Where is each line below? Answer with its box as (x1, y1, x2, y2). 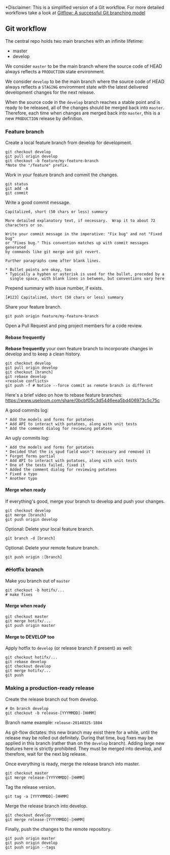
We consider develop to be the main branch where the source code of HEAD (5, 78, 165, 85)
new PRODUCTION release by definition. (5, 115, 84, 121)
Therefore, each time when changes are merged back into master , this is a (5, 109, 160, 116)
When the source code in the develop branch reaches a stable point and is (5, 99, 160, 105)
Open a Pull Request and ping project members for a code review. (5, 323, 143, 329)
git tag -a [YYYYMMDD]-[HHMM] (5, 794, 70, 799)
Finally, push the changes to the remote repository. (5, 826, 112, 832)
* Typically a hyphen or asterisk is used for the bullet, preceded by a (5, 272, 165, 277)
